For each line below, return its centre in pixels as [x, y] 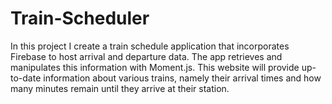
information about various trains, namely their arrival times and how [182, 78]
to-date [26, 78]
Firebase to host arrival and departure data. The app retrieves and [146, 56]
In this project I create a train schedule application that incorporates [150, 46]
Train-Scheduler [80, 18]
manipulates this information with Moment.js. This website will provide [155, 67]
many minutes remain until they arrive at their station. [120, 88]
